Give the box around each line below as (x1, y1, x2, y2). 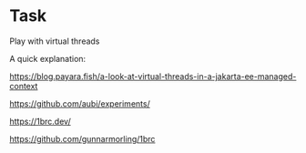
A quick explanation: (9, 53, 87, 64)
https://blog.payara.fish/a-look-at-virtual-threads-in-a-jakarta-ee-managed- (9, 70, 297, 82)
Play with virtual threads (9, 36, 100, 46)
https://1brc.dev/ (9, 116, 71, 127)
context (9, 80, 38, 91)
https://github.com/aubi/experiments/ (9, 97, 150, 109)
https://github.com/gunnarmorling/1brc (9, 133, 156, 144)
